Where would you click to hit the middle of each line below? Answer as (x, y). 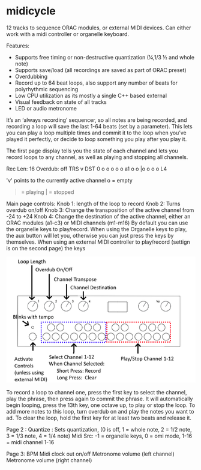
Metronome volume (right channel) (49, 460)
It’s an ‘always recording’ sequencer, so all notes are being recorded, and (97, 120)
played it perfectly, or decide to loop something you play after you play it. (97, 139)
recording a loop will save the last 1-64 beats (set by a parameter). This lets (100, 126)
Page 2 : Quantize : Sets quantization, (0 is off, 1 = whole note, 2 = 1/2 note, (99, 429)
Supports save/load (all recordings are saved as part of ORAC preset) (101, 70)
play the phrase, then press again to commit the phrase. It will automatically (100, 399)
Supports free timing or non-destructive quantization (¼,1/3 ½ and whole (105, 57)
